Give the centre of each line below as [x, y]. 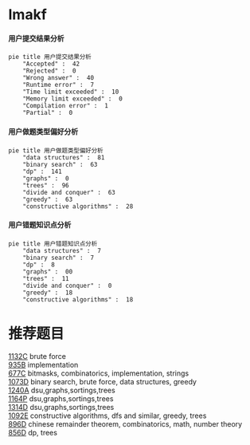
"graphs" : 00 [48, 272]
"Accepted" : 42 [51, 64]
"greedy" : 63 [48, 199]
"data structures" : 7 [62, 250]
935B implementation [43, 364]
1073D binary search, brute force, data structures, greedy [103, 381]
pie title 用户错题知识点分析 [53, 244]
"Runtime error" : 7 [58, 85]
